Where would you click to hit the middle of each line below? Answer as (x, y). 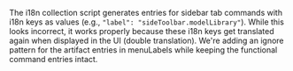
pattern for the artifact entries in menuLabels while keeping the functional (143, 50)
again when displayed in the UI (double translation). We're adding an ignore (147, 40)
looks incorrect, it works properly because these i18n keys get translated (142, 31)
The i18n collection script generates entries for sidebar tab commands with (146, 13)
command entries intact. (54, 59)
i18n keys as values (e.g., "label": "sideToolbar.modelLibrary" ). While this (147, 22)
